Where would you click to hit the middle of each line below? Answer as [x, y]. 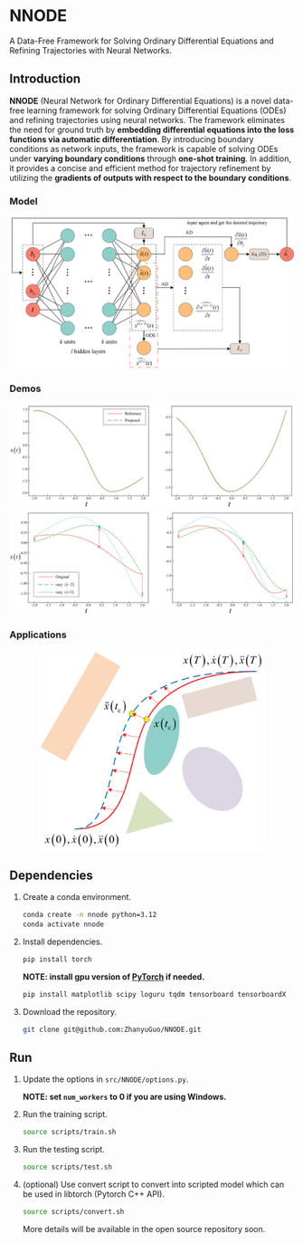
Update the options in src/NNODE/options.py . [105, 1079]
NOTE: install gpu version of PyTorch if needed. [114, 976]
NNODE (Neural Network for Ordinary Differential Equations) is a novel [140, 100]
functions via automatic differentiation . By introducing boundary [132, 139]
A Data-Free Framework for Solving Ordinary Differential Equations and [142, 41]
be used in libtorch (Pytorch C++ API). [94, 1194]
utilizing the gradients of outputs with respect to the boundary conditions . [151, 177]
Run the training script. [65, 1114]
